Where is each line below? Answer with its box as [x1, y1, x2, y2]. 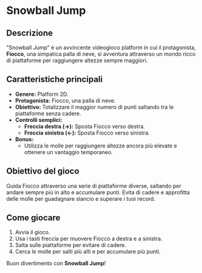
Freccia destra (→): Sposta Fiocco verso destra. [24, 123, 146, 130]
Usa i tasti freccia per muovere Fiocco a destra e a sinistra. [15, 235, 163, 243]
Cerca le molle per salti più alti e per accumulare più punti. [15, 248, 161, 255]
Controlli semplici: [15, 116, 62, 123]
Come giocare [6, 213, 61, 223]
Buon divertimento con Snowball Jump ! [6, 260, 106, 267]
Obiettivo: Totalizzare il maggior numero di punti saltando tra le [15, 103, 174, 110]
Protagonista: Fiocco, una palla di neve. [15, 96, 116, 104]
